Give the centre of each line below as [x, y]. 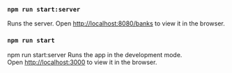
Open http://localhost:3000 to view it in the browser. [82, 62]
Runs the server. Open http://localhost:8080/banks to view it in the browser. [116, 23]
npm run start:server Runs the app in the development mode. [95, 54]
